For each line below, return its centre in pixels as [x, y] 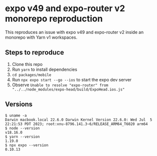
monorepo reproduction [54, 19]
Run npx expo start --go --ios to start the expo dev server [72, 79]
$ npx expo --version [27, 145]
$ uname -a [16, 115]
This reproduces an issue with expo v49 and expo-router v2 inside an [74, 32]
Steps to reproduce [35, 53]
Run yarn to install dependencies [44, 69]
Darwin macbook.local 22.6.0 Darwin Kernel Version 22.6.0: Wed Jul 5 [78, 120]
